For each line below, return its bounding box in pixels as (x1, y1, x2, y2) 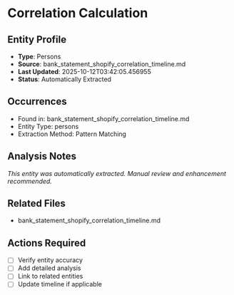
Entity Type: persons (17, 122, 79, 130)
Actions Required (7, 237, 86, 249)
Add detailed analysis (17, 264, 81, 272)
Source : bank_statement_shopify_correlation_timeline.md (17, 60, 186, 68)
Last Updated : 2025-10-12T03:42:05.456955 (17, 68, 151, 76)
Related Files (7, 197, 66, 209)
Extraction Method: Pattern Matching (17, 130, 127, 138)
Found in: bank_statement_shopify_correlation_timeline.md (17, 114, 190, 123)
